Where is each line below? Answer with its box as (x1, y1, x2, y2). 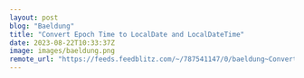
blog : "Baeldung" (9, 22, 75, 30)
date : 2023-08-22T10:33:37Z (9, 38, 116, 48)
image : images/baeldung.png (9, 47, 116, 56)
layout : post (9, 13, 59, 22)
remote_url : (9, 55, 54, 64)
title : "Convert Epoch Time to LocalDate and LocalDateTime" (9, 30, 245, 39)
